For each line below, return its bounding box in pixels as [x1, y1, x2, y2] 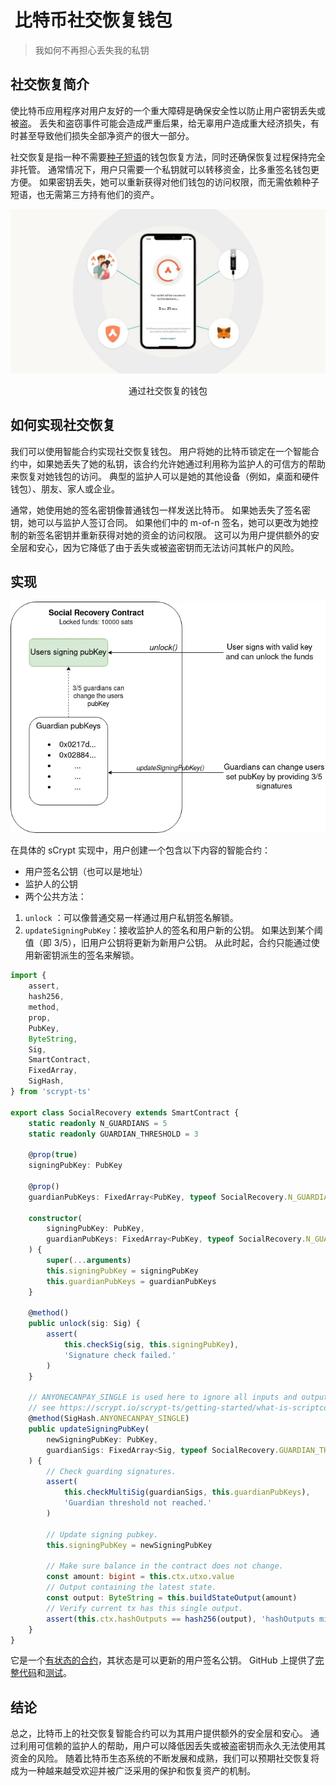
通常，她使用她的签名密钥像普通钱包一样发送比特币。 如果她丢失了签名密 [10, 504, 311, 516]
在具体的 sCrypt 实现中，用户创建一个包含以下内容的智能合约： [10, 844, 271, 856]
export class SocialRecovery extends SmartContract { [10, 1107, 240, 1118]
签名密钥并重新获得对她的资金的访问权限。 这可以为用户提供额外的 [36, 529, 311, 541]
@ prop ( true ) [28, 1150, 78, 1160]
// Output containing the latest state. [46, 1582, 217, 1593]
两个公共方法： [24, 891, 87, 903]
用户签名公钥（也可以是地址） [24, 866, 148, 878]
